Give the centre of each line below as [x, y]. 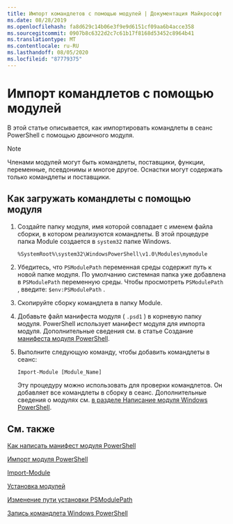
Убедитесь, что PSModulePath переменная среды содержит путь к [114, 267]
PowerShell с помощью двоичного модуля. [71, 135]
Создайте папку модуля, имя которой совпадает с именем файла [115, 226]
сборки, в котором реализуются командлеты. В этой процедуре [113, 233]
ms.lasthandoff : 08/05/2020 [48, 53]
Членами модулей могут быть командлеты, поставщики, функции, [106, 162]
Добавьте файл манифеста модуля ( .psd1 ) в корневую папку [109, 316]
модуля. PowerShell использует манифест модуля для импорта [111, 323]
